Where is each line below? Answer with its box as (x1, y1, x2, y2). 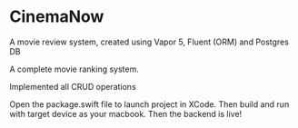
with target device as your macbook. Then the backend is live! (9, 108, 243, 119)
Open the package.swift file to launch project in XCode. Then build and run (9, 98, 290, 110)
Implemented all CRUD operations (9, 81, 136, 92)
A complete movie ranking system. (9, 64, 139, 74)
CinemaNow (9, 6, 104, 27)
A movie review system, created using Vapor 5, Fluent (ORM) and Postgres (9, 36, 289, 47)
